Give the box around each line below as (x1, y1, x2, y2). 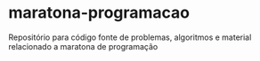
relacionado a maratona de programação (8, 41, 158, 51)
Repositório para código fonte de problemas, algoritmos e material (8, 32, 252, 42)
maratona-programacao (8, 3, 191, 23)
